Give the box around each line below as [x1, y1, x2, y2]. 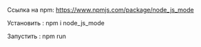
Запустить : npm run [7, 32, 67, 40]
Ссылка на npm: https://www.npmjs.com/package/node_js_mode [7, 6, 194, 14]
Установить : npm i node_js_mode [7, 19, 105, 27]
